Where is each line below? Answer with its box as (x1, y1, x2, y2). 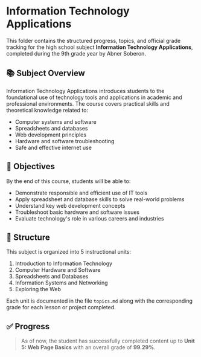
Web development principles (14, 131, 86, 138)
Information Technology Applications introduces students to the (6, 87, 165, 94)
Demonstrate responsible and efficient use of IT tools (14, 189, 148, 196)
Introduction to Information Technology (14, 260, 113, 267)
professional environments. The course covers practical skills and (6, 100, 170, 107)
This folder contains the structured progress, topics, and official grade (6, 37, 181, 44)
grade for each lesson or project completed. (6, 304, 116, 311)
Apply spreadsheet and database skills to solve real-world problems (14, 195, 185, 203)
